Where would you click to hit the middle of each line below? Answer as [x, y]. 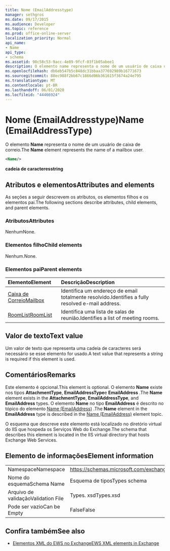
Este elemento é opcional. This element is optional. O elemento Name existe [84, 387]
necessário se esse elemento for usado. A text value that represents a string [84, 353]
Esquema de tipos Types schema [109, 481]
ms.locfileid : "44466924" [32, 95]
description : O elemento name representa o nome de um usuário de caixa [83, 66]
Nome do [19, 478]
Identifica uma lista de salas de [98, 311]
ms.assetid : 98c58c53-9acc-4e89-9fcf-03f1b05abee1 [60, 62]
